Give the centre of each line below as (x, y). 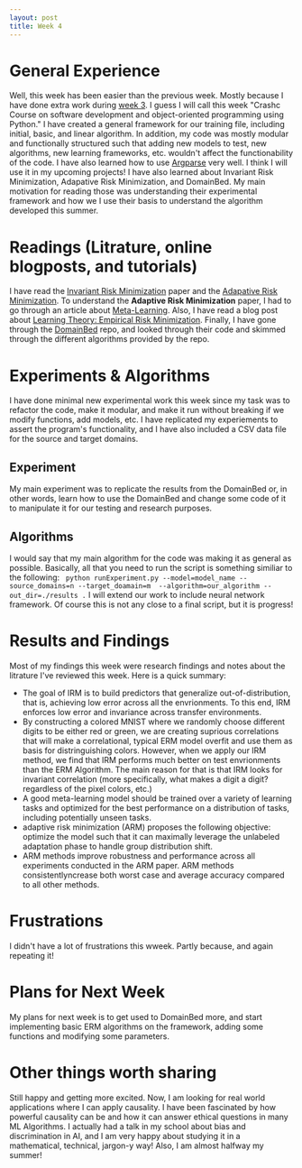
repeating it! (32, 955)
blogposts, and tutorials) (104, 266)
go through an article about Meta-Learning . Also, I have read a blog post (144, 310)
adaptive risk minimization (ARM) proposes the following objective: (146, 827)
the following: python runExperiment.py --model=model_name (123, 577)
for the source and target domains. (74, 439)
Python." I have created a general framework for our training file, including (147, 124)
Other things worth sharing (113, 1072)
